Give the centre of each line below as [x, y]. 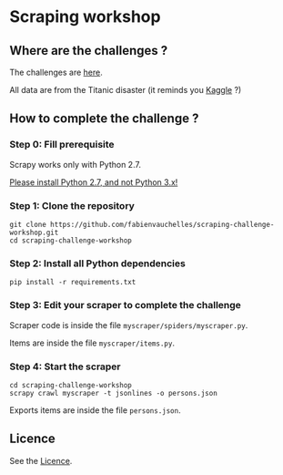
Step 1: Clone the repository [72, 205]
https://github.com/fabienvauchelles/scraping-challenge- [162, 224]
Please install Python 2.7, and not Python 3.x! [94, 182]
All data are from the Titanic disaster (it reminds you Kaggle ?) [126, 90]
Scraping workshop [85, 17]
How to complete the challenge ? [104, 119]
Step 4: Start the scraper [65, 367]
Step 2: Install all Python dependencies [98, 263]
